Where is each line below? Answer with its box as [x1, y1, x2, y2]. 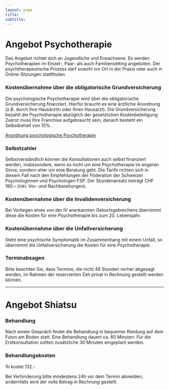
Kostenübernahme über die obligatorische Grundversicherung [5, 84, 161, 91]
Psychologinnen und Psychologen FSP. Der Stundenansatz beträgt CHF [5, 177, 154, 183]
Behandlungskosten [5, 352, 56, 359]
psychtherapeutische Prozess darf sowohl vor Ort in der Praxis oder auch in [5, 66, 162, 72]
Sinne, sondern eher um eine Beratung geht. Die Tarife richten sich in [5, 167, 149, 173]
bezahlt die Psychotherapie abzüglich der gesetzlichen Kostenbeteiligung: [5, 112, 159, 118]
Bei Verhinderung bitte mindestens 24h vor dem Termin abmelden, [5, 373, 143, 379]
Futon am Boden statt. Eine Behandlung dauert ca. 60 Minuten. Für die [5, 334, 151, 340]
